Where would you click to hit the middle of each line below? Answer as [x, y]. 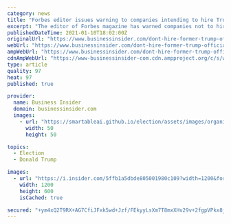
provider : [21, 96]
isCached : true [41, 198]
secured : [20, 210]
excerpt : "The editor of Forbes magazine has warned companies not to [110, 26]
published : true [30, 84]
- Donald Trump [35, 160]
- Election [29, 153]
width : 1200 [36, 185]
